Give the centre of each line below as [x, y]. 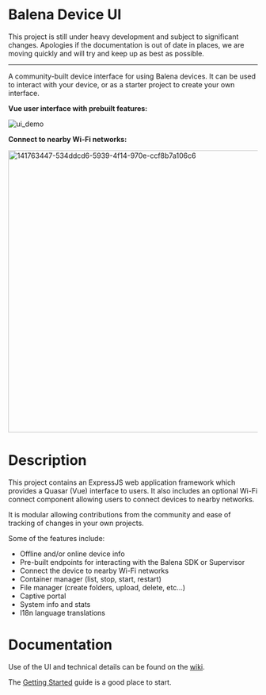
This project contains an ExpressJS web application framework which [122, 482]
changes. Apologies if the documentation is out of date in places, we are [126, 44]
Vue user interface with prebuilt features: [78, 108]
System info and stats [55, 604]
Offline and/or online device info [72, 554]
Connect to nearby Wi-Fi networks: [68, 139]
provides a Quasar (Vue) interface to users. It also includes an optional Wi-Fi [133, 490]
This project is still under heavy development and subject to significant [123, 36]
